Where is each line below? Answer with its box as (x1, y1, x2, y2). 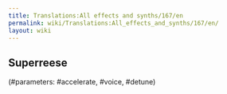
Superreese (8, 56, 68, 69)
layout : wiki (8, 26, 52, 34)
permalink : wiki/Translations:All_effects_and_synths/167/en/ (8, 19, 219, 27)
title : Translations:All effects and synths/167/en (8, 11, 183, 20)
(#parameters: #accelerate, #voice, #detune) (8, 77, 156, 87)
